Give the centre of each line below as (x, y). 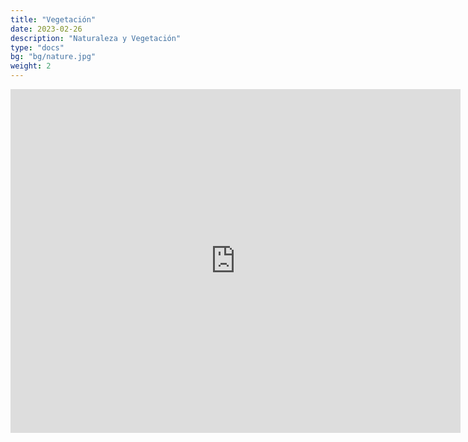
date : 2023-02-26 (46, 29)
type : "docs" (37, 47)
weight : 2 (31, 66)
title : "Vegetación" (53, 19)
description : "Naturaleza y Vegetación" (96, 38)
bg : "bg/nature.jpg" (53, 57)
